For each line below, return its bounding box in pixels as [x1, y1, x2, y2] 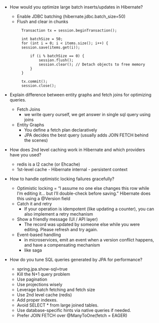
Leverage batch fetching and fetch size [16, 287, 95, 292]
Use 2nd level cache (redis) [16, 292, 72, 298]
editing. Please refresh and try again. [24, 227, 98, 232]
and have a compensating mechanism [24, 242, 100, 248]
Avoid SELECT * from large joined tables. [16, 302, 99, 308]
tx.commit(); [21, 79, 48, 84]
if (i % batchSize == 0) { [30, 53, 85, 58]
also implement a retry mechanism [24, 211, 94, 217]
